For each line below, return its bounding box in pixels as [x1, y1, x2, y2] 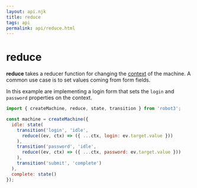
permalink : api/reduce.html [6, 25, 76, 31]
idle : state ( [11, 122, 44, 128]
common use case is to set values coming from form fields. [6, 76, 151, 83]
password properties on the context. [6, 94, 92, 101]
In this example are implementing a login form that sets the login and [6, 88, 175, 95]
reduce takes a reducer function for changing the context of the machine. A [6, 70, 191, 77]
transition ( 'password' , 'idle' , [17, 144, 96, 150]
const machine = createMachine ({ [6, 116, 89, 122]
